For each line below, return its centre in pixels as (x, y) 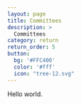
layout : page (27, 14)
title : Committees (34, 21)
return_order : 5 (31, 47)
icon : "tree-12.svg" (44, 73)
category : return (33, 41)
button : (19, 54)
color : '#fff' (34, 67)
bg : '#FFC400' (34, 61)
